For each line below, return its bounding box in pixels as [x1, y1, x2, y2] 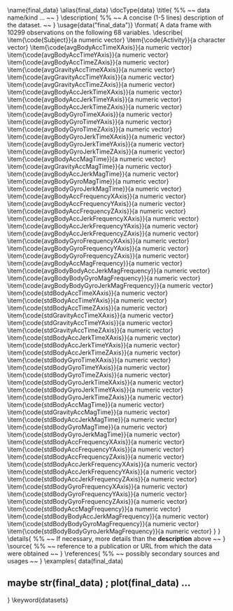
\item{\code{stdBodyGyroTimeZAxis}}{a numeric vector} [7, 371, 171, 379]
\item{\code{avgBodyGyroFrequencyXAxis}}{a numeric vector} [7, 237, 190, 245]
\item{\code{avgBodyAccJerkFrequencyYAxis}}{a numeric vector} [7, 222, 199, 230]
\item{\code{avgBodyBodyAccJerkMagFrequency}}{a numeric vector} [7, 266, 211, 275]
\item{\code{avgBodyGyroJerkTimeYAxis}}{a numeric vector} [7, 140, 185, 148]
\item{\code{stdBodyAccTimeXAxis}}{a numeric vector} [7, 289, 168, 297]
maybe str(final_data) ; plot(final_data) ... [7, 577, 191, 589]
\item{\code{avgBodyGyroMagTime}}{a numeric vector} [7, 177, 169, 185]
